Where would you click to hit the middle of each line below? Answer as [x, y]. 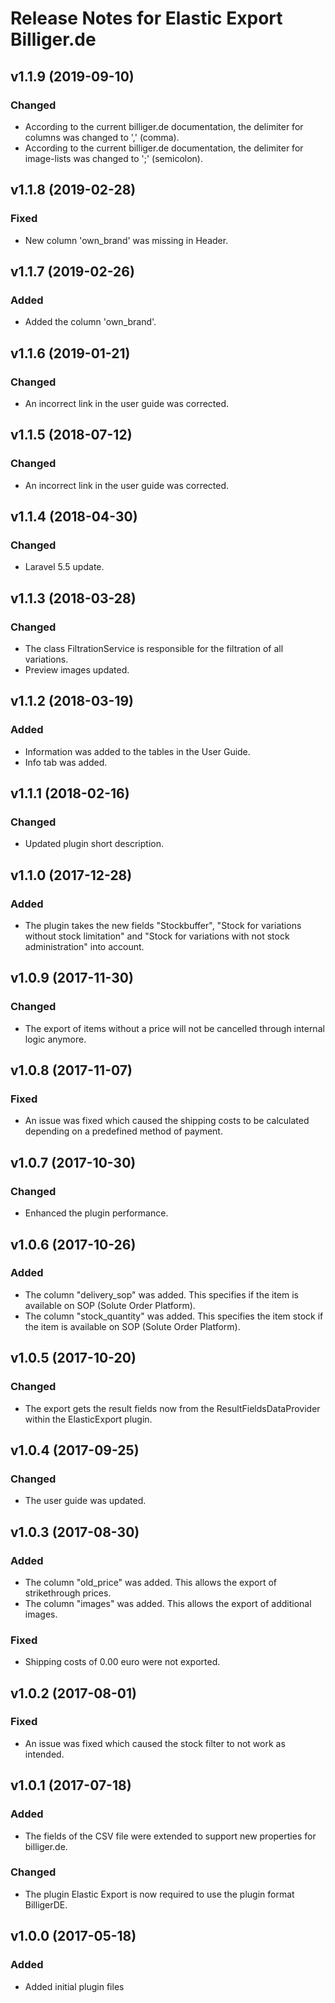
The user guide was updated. [85, 1501]
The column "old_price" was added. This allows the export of [151, 1582]
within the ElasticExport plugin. [88, 1419]
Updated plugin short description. [94, 844]
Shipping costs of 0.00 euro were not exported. [122, 1662]
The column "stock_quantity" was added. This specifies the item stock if [174, 1316]
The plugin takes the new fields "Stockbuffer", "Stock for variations [163, 926]
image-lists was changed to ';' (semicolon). [113, 158]
